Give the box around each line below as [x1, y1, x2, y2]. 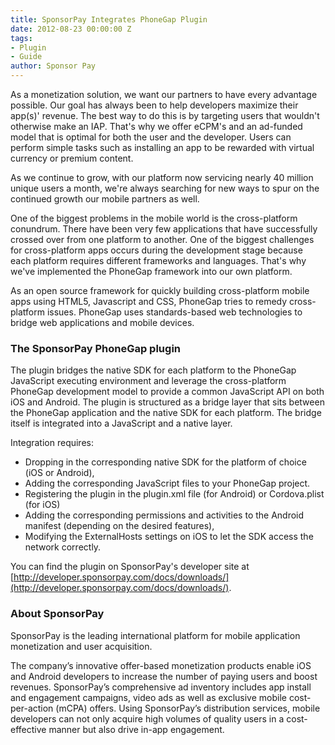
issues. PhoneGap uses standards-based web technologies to [46, 306, 303, 318]
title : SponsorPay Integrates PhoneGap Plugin [10, 14, 208, 25]
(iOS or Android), [24, 467, 95, 479]
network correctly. [24, 541, 102, 553]
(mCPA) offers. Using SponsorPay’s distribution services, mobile [55, 702, 321, 714]
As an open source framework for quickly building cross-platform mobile [10, 285, 310, 296]
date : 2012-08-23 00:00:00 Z [10, 24, 132, 34]
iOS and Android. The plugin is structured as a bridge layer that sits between [10, 396, 325, 408]
